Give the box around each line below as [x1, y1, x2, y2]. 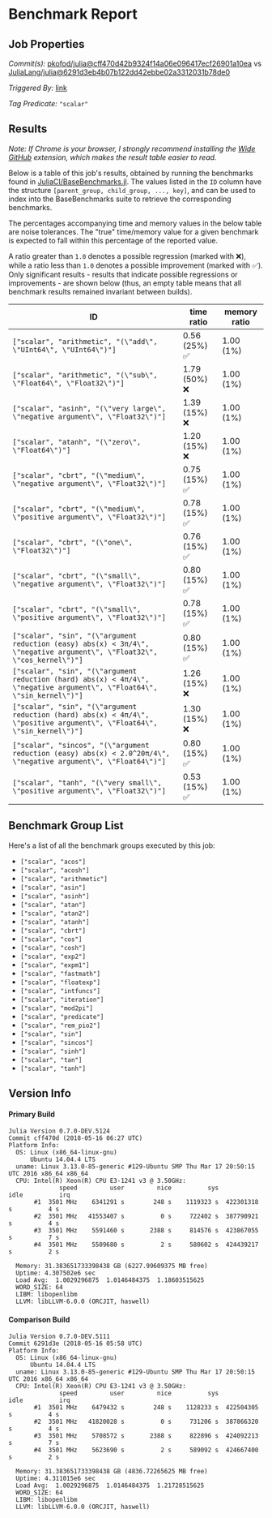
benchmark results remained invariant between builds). [8, 286, 193, 296]
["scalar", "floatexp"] [19, 978, 101, 987]
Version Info [8, 1086, 71, 1100]
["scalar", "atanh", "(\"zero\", [12, 437, 142, 446]
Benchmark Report [8, 5, 138, 24]
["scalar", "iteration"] [19, 996, 104, 1004]
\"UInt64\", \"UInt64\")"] [12, 345, 117, 354]
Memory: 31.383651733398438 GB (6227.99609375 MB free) [15, 1262, 208, 1271]
